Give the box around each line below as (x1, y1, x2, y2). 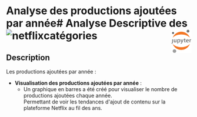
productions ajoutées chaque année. (23, 92, 113, 99)
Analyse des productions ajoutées (6, 4, 178, 18)
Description (6, 52, 50, 62)
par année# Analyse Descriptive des (6, 16, 188, 30)
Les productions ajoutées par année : (6, 68, 96, 75)
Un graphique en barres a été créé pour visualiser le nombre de (23, 86, 178, 92)
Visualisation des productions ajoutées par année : (14, 79, 142, 86)
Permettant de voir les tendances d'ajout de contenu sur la (23, 98, 166, 105)
